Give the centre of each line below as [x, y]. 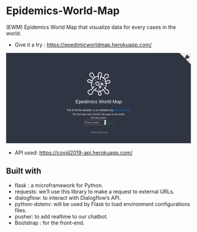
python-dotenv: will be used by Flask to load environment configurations [102, 204]
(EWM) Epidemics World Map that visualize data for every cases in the [91, 27]
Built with [24, 171]
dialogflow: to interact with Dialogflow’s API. [68, 197]
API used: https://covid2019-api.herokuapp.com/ [74, 153]
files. [21, 210]
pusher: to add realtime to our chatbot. [61, 216]
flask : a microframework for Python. [59, 185]
